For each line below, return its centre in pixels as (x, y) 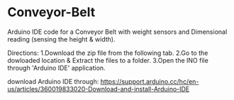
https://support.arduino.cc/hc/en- (150, 81)
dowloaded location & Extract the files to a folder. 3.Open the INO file (108, 60)
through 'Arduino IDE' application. (56, 68)
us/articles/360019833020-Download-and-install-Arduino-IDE (99, 89)
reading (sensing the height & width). (61, 39)
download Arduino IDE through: (53, 81)
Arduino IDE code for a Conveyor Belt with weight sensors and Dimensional (117, 32)
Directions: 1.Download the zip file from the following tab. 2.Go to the (108, 53)
